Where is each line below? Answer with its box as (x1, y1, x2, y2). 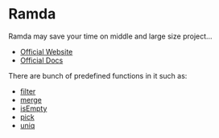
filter (19, 86, 36, 96)
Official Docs (19, 55, 64, 65)
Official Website (19, 47, 73, 56)
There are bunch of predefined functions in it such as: (8, 71, 188, 80)
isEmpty (19, 103, 48, 113)
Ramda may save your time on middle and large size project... (8, 31, 213, 41)
